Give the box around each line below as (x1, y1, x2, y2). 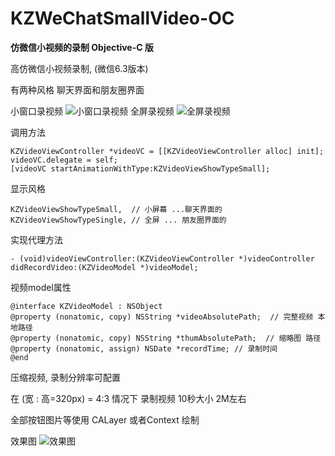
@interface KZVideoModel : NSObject (10, 301, 163, 311)
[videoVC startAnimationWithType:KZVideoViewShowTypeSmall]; (10, 163, 271, 174)
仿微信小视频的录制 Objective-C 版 (10, 41, 154, 53)
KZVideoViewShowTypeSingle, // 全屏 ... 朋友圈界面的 (10, 215, 227, 225)
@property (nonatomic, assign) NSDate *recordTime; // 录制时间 (10, 343, 278, 354)
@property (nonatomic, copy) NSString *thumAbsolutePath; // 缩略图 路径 (10, 333, 322, 343)
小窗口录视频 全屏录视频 (10, 105, 175, 117)
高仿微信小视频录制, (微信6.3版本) (10, 62, 149, 74)
